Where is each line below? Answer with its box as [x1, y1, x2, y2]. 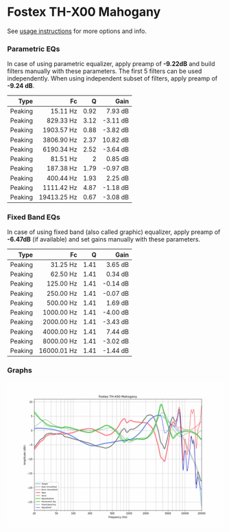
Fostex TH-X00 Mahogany [7, 4, 161, 20]
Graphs [7, 365, 32, 375]
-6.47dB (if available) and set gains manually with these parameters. [7, 235, 201, 244]
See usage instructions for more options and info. [7, 27, 147, 35]
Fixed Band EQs [7, 212, 60, 222]
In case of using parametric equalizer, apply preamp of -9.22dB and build [7, 60, 215, 68]
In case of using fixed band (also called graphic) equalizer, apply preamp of [7, 228, 221, 236]
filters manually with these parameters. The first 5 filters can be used [7, 67, 202, 76]
